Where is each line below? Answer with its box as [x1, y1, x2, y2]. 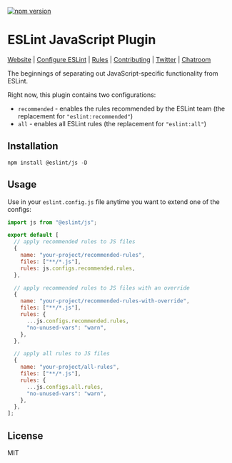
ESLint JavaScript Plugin [7, 32, 156, 48]
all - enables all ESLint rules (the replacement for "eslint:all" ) [17, 119, 207, 128]
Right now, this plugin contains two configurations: [7, 90, 156, 99]
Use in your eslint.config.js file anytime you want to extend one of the [7, 197, 220, 206]
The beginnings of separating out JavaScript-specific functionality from [7, 68, 218, 78]
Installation [7, 140, 59, 153]
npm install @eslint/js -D [7, 159, 88, 166]
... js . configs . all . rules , [26, 383, 104, 390]
